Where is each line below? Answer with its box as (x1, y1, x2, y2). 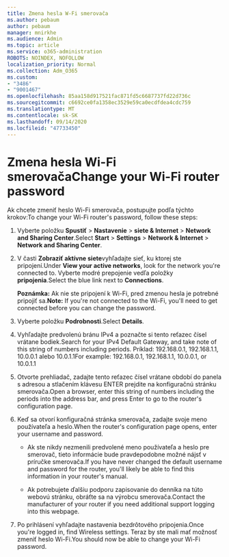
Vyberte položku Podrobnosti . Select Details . (16, 317, 145, 325)
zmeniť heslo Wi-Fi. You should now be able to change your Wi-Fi (16, 535, 200, 543)
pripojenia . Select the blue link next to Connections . (16, 276, 164, 284)
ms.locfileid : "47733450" (7, 125, 81, 132)
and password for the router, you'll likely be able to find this (27, 465, 195, 473)
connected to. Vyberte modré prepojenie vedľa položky (16, 269, 174, 277)
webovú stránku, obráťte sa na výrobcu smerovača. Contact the (27, 493, 206, 501)
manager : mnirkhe (7, 29, 57, 36)
